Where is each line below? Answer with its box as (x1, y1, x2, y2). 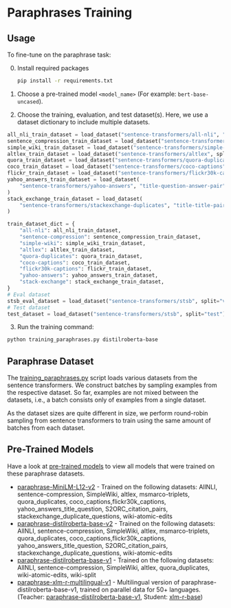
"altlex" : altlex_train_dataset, (19, 246, 115, 253)
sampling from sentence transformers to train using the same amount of (7, 416, 212, 425)
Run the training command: (16, 323, 94, 331)
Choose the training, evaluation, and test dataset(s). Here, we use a (16, 110, 208, 119)
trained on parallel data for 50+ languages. (80, 585, 201, 594)
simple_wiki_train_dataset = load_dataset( (7, 144, 134, 151)
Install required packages (16, 64, 89, 72)
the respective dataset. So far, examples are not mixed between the (7, 389, 199, 397)
